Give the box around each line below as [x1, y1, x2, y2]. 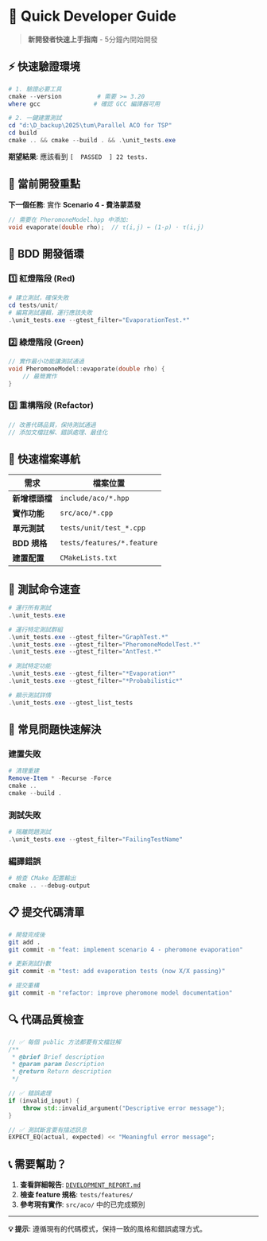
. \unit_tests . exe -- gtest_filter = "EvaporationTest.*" [8, 316, 191, 324]
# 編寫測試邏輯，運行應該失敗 [8, 308, 93, 316]
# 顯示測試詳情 [8, 691, 52, 699]
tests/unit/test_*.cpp [60, 524, 145, 533]
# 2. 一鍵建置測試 [8, 114, 62, 122]
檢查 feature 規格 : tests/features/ [19, 1190, 133, 1200]
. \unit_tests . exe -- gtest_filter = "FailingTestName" [8, 836, 183, 843]
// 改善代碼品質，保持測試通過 [8, 421, 97, 429]
